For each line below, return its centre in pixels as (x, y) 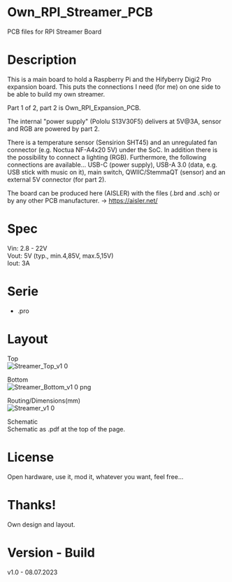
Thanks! (32, 505)
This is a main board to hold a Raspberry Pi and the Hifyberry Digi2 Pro (109, 79)
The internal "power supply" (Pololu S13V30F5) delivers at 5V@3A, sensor (114, 121)
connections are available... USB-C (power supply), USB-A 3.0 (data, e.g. (113, 165)
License (31, 457)
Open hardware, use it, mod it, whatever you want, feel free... (95, 476)
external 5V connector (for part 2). (57, 179)
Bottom (18, 380)
